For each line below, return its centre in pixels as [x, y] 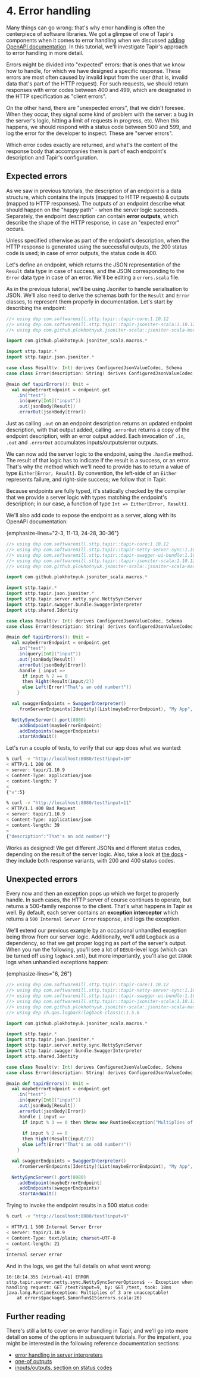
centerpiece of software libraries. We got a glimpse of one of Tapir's [90, 33]
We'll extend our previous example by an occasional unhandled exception [96, 931]
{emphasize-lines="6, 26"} [39, 974]
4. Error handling [49, 11]
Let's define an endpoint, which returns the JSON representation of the [93, 265]
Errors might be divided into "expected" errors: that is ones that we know [96, 65]
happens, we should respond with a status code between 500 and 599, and [99, 127]
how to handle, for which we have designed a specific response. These [93, 70]
